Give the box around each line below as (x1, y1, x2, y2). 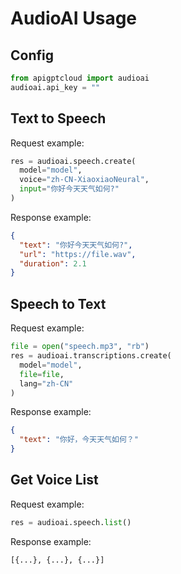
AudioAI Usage (10, 7, 138, 30)
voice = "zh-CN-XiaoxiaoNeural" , (19, 175, 150, 185)
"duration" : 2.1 (19, 258, 87, 269)
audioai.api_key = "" (10, 82, 101, 92)
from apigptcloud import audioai (10, 73, 150, 83)
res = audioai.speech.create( (10, 156, 137, 166)
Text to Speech (10, 110, 107, 127)
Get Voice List (10, 472, 99, 489)
